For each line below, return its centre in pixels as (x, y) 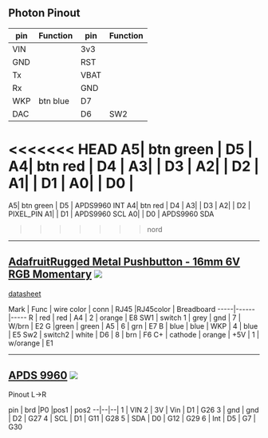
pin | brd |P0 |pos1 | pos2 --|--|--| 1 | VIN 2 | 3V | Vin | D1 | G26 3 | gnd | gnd (134, 410)
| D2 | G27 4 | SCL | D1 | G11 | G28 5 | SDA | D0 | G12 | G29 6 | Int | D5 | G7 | (132, 419)
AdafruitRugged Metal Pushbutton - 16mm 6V (124, 262)
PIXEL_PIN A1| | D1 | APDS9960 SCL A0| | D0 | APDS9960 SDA (111, 214)
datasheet (25, 294)
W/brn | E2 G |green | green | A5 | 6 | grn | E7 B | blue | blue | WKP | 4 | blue (133, 326)
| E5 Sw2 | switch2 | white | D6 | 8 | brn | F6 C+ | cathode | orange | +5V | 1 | (134, 334)
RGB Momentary (50, 274)
